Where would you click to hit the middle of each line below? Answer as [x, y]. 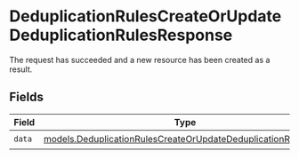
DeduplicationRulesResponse [121, 35]
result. [21, 69]
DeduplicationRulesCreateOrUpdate [145, 16]
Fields [27, 97]
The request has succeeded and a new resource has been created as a [140, 60]
